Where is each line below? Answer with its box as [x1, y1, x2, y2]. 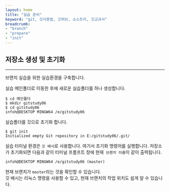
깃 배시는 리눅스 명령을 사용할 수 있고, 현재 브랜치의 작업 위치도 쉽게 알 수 [5, 175, 149, 181]
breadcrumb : [5, 21, 30, 27]
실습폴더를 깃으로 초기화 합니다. [5, 119, 68, 125]
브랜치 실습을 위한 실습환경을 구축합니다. [5, 74, 85, 81]
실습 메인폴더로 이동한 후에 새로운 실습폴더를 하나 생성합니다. [5, 85, 125, 91]
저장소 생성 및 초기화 [5, 55, 65, 64]
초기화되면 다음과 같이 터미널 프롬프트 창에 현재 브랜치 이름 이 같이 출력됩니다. [10, 149, 162, 155]
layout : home [5, 7, 33, 13]
